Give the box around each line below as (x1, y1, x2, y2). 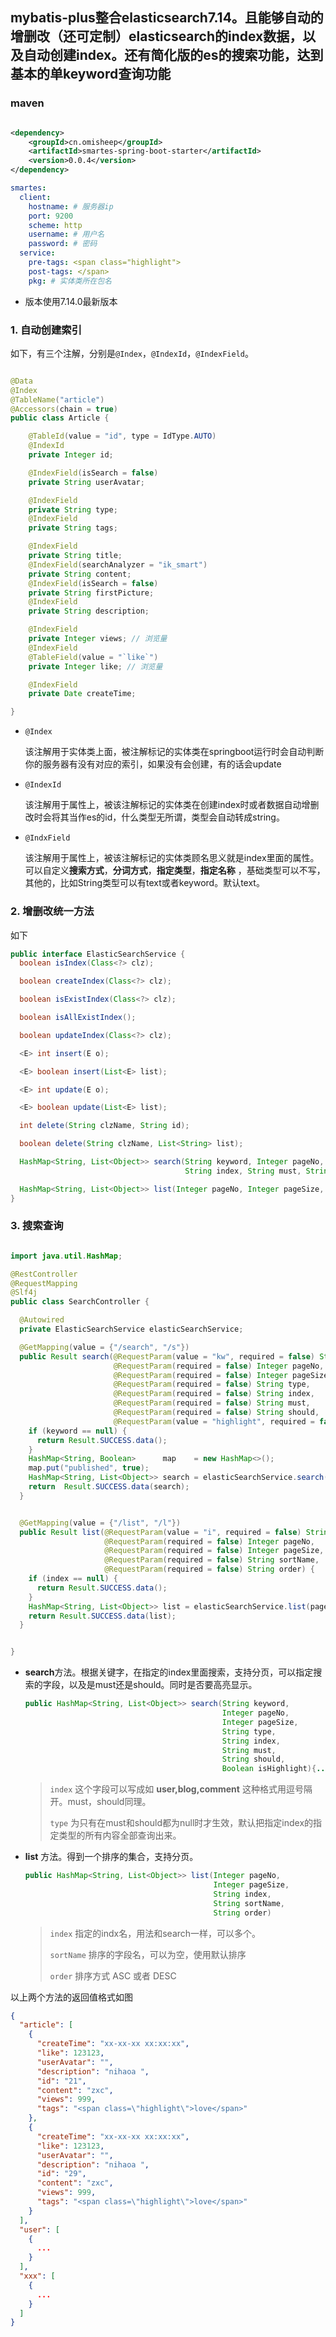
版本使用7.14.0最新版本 (24, 295, 118, 307)
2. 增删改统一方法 (10, 904, 95, 918)
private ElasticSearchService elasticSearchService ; (19, 1324, 244, 1335)
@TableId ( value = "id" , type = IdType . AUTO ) (28, 431, 217, 442)
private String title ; (28, 551, 123, 561)
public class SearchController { (10, 1297, 150, 1307)
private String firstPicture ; (28, 588, 155, 598)
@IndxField (24, 833, 71, 843)
